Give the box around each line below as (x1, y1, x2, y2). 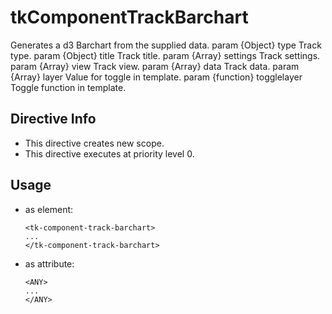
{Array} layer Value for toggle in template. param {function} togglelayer (10, 71, 303, 83)
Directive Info (10, 111, 97, 128)
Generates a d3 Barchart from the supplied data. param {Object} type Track (10, 39, 322, 51)
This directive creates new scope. (24, 137, 165, 149)
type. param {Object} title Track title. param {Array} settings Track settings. (10, 49, 321, 61)
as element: (24, 203, 74, 215)
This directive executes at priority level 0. (24, 147, 195, 160)
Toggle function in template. (10, 81, 127, 93)
